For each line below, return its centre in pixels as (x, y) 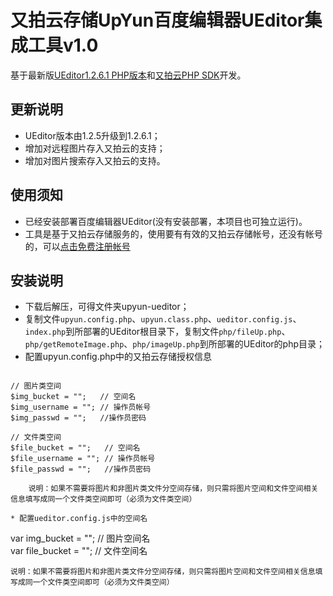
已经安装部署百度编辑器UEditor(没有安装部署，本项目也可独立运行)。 (166, 221)
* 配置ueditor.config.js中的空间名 (79, 519)
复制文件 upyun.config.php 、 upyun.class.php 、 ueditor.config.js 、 (163, 319)
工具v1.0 (63, 45)
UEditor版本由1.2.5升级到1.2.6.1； (92, 135)
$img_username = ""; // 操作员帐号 (81, 407)
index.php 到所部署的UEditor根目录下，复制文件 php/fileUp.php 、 (157, 332)
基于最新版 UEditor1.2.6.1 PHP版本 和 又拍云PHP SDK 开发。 (128, 75)
